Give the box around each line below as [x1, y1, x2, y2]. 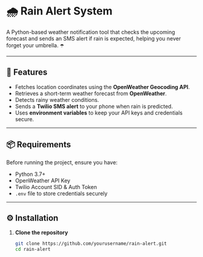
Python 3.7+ [14, 170, 46, 178]
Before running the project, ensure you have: [6, 158, 118, 166]
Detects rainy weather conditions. [14, 96, 100, 103]
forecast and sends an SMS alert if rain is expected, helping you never [6, 35, 181, 42]
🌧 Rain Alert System [6, 4, 113, 18]
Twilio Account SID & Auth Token [14, 183, 97, 190]
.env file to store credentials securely [14, 190, 108, 197]
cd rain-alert [14, 246, 51, 253]
